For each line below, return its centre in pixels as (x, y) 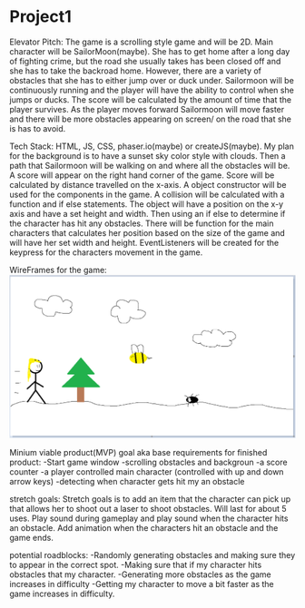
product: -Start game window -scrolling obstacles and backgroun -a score (148, 462)
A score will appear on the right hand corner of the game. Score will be (142, 175)
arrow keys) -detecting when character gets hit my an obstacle (127, 481)
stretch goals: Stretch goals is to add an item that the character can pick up (150, 499)
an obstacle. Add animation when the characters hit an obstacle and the (144, 527)
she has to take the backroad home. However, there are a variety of (135, 71)
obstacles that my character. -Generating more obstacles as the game (141, 574)
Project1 (41, 17)
